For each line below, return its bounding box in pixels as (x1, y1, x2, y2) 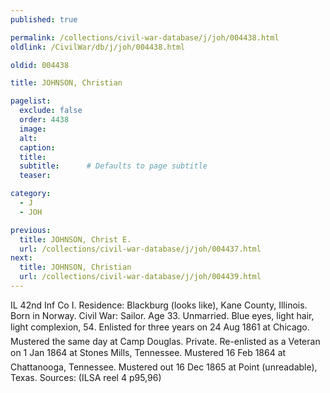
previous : (10, 225, 52, 235)
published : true (10, 14, 78, 25)
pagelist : (10, 96, 52, 106)
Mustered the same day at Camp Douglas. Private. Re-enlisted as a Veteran (10, 335, 321, 347)
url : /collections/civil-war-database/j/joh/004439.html (19, 272, 262, 282)
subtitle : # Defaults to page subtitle (19, 161, 208, 171)
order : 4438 (19, 115, 70, 125)
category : (10, 189, 52, 199)
